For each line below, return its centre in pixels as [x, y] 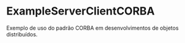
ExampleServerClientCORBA [81, 11]
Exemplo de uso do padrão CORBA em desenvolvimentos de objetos [92, 28]
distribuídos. [22, 34]
